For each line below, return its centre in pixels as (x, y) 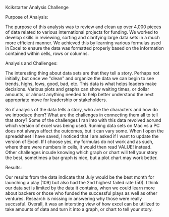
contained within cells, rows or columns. (47, 53)
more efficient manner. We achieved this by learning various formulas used (83, 43)
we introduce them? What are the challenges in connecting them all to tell (81, 115)
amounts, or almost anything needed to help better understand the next (79, 94)
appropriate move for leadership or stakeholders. (56, 100)
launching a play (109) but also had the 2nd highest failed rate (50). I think (82, 183)
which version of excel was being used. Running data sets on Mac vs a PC (82, 126)
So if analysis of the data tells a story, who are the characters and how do (81, 110)
